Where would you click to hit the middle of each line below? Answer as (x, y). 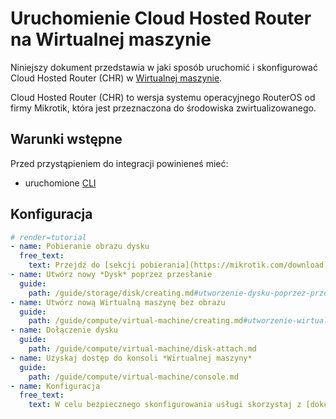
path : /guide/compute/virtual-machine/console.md (134, 377)
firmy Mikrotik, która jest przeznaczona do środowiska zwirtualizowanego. (163, 108)
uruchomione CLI (60, 183)
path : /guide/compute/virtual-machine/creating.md (136, 321)
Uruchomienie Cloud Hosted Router (161, 18)
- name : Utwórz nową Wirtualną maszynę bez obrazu (118, 302)
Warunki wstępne (66, 139)
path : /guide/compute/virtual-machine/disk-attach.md (142, 349)
